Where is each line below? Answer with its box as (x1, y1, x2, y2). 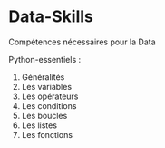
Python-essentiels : (8, 54, 82, 64)
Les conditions (21, 100, 77, 111)
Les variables (21, 81, 73, 92)
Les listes (21, 120, 58, 131)
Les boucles (21, 110, 68, 121)
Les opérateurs (21, 91, 79, 102)
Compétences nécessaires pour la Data (8, 36, 156, 47)
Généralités (21, 71, 65, 83)
